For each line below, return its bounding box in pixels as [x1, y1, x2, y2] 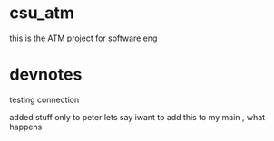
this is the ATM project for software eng [9, 33, 158, 43]
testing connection [9, 94, 80, 105]
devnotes [9, 64, 83, 85]
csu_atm [9, 3, 75, 23]
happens [9, 121, 43, 132]
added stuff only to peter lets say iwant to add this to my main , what [9, 111, 266, 122]
